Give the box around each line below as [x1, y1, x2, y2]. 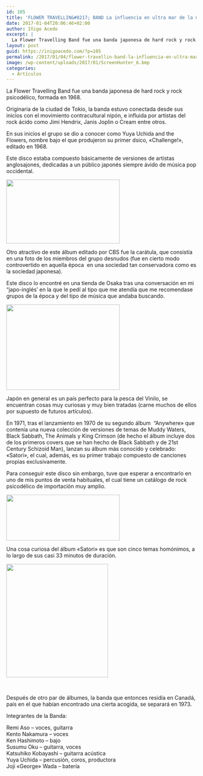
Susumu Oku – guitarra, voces [6, 743, 82, 751]
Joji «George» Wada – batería [6, 763, 80, 770]
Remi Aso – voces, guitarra [6, 724, 73, 731]
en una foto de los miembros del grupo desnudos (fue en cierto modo [6, 255, 180, 262]
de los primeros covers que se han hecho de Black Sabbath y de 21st [6, 439, 178, 446]
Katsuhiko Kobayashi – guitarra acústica [6, 750, 106, 757]
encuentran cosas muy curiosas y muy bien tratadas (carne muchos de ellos [6, 401, 197, 409]
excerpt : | [6, 31, 34, 38]
